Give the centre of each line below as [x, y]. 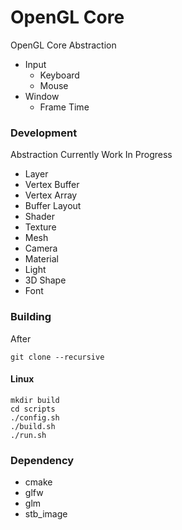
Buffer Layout [53, 206]
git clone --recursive [57, 357]
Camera [41, 248]
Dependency [42, 460]
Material [41, 259]
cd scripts [33, 409]
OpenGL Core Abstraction [63, 45]
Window [42, 96]
